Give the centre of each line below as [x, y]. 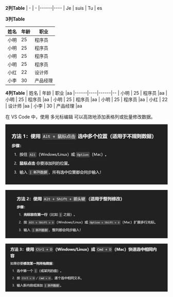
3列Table [15, 19]
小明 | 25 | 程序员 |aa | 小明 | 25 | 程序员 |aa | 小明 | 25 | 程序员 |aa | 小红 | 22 [86, 99]
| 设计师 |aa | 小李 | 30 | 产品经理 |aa [44, 106]
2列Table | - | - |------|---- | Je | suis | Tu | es [54, 8]
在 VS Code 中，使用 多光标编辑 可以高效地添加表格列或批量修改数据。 [80, 117]
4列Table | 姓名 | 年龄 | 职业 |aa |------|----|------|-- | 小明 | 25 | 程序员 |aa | [86, 93]
